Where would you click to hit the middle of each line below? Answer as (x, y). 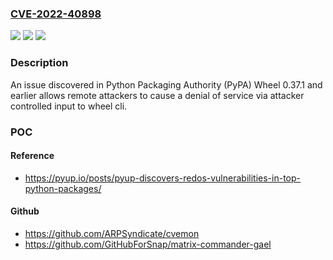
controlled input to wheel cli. (69, 106)
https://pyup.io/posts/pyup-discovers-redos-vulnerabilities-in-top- (162, 178)
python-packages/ (63, 188)
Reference (32, 156)
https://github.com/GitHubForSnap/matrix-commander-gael (148, 244)
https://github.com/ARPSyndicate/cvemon (112, 233)
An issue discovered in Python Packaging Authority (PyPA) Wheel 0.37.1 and (166, 84)
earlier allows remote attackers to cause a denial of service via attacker (157, 95)
